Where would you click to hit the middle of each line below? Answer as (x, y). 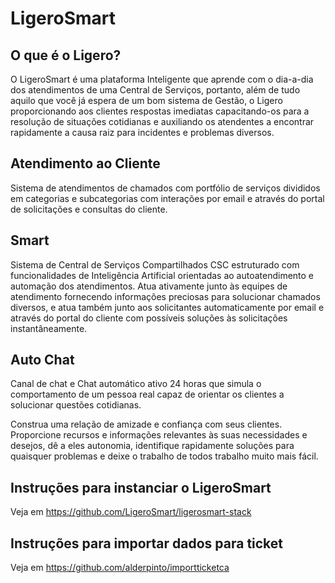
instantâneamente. (49, 328)
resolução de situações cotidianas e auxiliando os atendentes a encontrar (162, 121)
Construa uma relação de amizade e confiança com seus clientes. (146, 424)
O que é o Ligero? (66, 55)
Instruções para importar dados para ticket (147, 543)
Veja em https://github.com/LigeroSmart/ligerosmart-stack (131, 512)
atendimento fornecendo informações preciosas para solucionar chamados (165, 296)
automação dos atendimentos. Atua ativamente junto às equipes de (149, 286)
